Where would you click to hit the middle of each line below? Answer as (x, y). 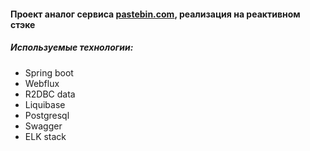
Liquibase (45, 104)
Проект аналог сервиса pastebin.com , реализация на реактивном (155, 14)
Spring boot (49, 72)
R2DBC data (50, 94)
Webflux (42, 83)
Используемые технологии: (72, 47)
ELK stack (45, 136)
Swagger (43, 126)
